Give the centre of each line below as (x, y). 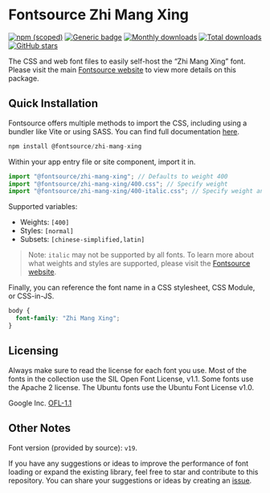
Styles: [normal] (47, 231)
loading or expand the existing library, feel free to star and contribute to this (133, 471)
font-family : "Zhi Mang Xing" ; (68, 318)
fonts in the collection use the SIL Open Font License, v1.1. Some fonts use (131, 379)
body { (19, 311)
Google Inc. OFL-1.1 (40, 403)
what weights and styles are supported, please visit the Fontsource (139, 264)
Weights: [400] (45, 222)
